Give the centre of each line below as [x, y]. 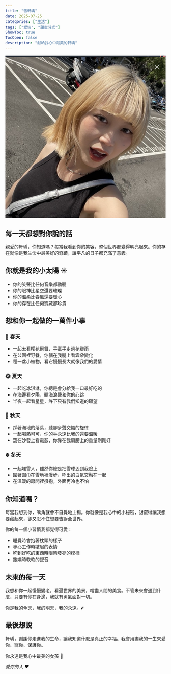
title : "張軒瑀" [21, 11]
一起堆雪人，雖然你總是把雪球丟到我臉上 [55, 469]
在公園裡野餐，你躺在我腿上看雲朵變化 [53, 355]
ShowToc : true [20, 32]
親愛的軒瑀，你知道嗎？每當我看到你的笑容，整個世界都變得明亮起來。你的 [83, 247]
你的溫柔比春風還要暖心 [37, 297]
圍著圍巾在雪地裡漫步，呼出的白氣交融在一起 [60, 475]
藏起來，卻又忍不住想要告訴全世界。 [47, 519]
